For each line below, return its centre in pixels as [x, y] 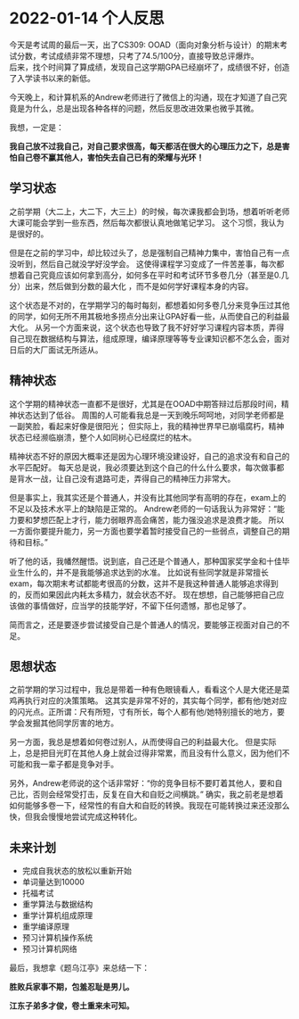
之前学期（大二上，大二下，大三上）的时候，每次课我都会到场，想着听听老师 [149, 211]
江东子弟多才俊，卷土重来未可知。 [72, 1006]
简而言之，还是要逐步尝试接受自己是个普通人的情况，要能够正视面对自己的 [145, 625]
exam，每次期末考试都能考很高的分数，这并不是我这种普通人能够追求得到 [144, 583]
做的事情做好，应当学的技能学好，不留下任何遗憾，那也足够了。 [133, 605]
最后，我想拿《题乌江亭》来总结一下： [79, 968]
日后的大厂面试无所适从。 [56, 350]
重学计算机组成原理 [57, 915]
